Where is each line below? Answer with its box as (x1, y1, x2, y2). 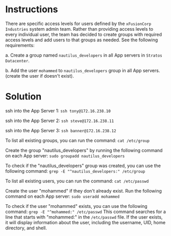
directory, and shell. (5, 225, 47, 231)
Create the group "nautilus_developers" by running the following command (5, 147, 163, 153)
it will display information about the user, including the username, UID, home (5, 219, 166, 225)
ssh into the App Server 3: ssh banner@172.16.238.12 (5, 127, 116, 133)
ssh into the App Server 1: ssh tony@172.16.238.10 (5, 107, 111, 113)
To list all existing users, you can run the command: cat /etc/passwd (5, 178, 149, 184)
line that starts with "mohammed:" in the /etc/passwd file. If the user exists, (5, 214, 163, 220)
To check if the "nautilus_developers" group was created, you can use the (5, 162, 161, 169)
